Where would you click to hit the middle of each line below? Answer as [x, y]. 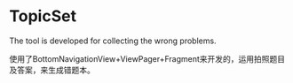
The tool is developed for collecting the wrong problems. [113, 41]
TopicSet [43, 16]
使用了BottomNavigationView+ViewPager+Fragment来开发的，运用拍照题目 [147, 58]
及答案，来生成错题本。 [52, 70]
